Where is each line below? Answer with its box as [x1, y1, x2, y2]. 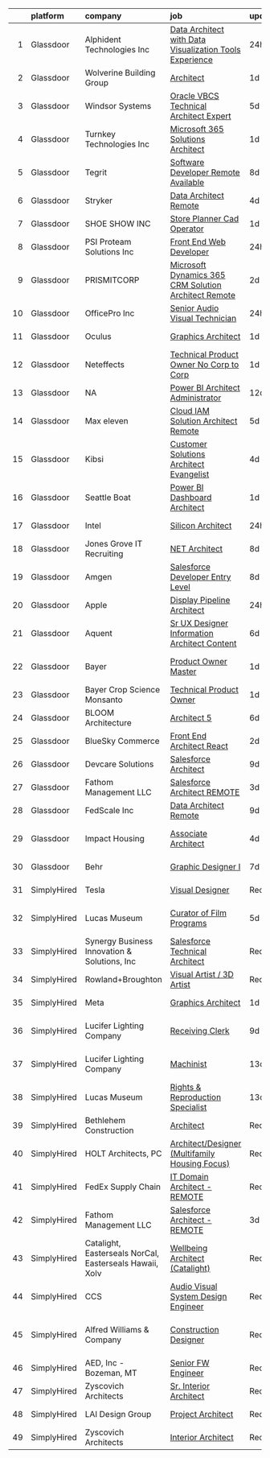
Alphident [84, 34, 122, 45]
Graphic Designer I [170, 861, 241, 872]
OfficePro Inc [84, 308, 135, 319]
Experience [170, 54, 213, 65]
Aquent [84, 628, 112, 638]
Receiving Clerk [170, 1026, 231, 1036]
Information [170, 628, 215, 638]
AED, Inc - [84, 1357, 125, 1368]
